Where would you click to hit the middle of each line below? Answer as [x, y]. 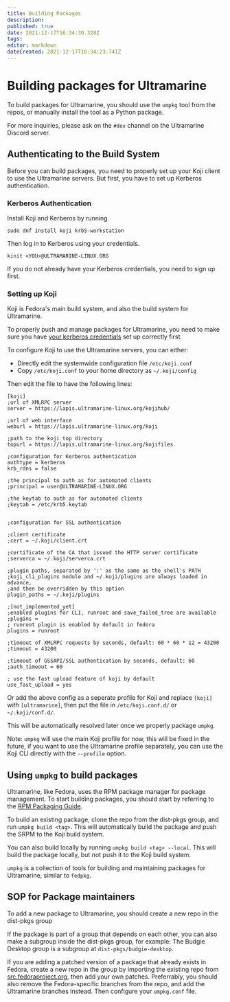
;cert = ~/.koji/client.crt [47, 541]
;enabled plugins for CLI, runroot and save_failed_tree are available [112, 613]
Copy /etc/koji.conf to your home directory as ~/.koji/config [107, 371]
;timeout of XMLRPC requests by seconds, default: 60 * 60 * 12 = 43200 [113, 643]
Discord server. [29, 133]
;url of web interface [39, 421]
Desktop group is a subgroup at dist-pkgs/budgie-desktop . [90, 948]
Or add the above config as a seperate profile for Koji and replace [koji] [110, 698]
